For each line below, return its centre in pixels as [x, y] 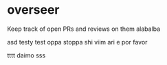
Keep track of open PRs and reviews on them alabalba [84, 29]
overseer [33, 10]
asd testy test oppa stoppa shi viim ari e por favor [77, 42]
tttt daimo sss [26, 55]
